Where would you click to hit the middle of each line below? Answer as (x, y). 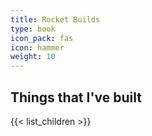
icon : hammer (37, 47)
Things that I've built (76, 97)
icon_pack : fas (42, 38)
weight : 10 (33, 57)
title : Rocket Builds (55, 19)
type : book (33, 29)
